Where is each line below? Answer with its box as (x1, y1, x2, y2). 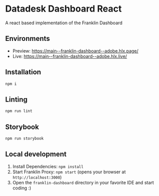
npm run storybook (5, 136, 44, 141)
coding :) (12, 185, 32, 191)
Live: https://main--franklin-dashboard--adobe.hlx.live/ (12, 53, 127, 59)
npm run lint (5, 109, 33, 114)
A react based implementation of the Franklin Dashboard (5, 20, 123, 26)
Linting (5, 95, 28, 104)
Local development (5, 150, 67, 159)
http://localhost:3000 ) (12, 174, 62, 180)
